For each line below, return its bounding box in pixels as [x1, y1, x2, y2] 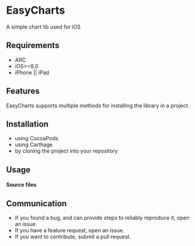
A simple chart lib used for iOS [6, 23, 81, 30]
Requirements [6, 40, 59, 51]
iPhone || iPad [14, 69, 49, 76]
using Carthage [14, 141, 53, 149]
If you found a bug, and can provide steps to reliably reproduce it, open [14, 215, 190, 222]
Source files [6, 181, 37, 188]
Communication [6, 198, 67, 209]
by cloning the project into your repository [14, 147, 118, 154]
